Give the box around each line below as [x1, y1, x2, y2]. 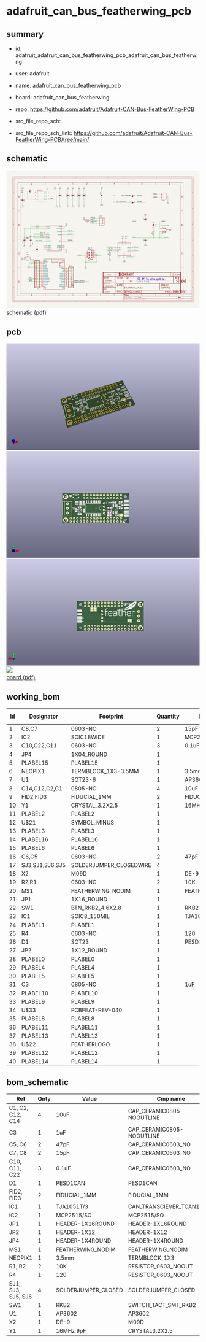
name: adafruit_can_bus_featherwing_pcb [15, 82, 121, 89]
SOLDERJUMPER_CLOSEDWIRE [71, 861, 151, 869]
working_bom [6, 692, 60, 702]
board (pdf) [6, 674, 36, 681]
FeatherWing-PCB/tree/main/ [15, 136, 90, 143]
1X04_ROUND [71, 750, 108, 758]
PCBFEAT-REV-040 [71, 1006, 123, 1014]
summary [6, 29, 44, 39]
